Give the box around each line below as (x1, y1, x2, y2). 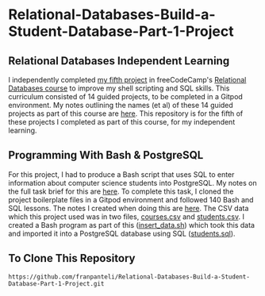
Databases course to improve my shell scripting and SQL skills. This (8, 83, 230, 93)
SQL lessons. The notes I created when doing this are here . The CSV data (8, 203, 249, 213)
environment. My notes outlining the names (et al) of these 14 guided (8, 101, 234, 110)
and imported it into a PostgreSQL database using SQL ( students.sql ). (8, 229, 236, 238)
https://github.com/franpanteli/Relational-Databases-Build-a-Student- (8, 272, 250, 281)
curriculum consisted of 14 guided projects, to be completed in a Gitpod (8, 92, 244, 101)
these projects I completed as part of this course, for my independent (8, 117, 236, 126)
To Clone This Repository (8, 252, 136, 265)
